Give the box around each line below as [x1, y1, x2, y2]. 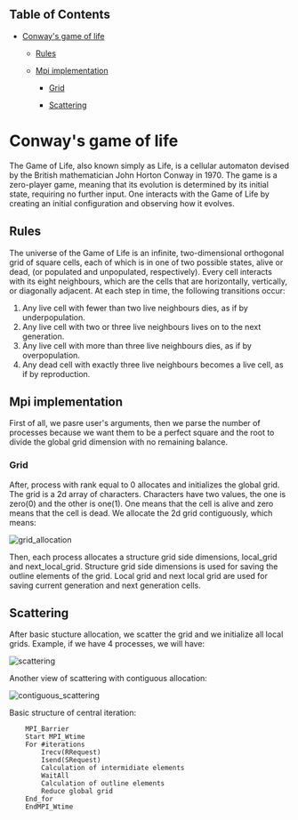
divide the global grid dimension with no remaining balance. [9, 437, 229, 447]
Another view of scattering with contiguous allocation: [9, 673, 207, 684]
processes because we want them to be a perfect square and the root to [9, 427, 275, 438]
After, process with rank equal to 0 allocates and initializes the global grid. [9, 479, 280, 490]
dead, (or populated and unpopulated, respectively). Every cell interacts [9, 266, 273, 277]
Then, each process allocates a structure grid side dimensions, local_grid [9, 551, 278, 562]
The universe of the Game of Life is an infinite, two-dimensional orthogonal [9, 247, 285, 258]
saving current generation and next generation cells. [9, 580, 202, 591]
